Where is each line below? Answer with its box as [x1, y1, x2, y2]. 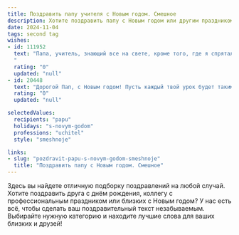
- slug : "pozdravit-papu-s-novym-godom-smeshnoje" [7, 155, 161, 162]
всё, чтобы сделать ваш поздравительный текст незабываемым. [7, 204, 205, 212]
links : [7, 149, 27, 156]
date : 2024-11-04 [7, 23, 59, 31]
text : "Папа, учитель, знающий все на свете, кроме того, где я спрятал [14, 51, 234, 58]
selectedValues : [7, 110, 55, 117]
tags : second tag [7, 30, 59, 38]
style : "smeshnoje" [14, 136, 72, 143]
